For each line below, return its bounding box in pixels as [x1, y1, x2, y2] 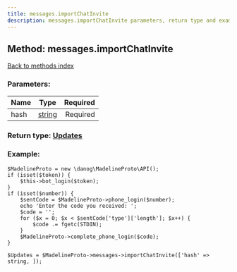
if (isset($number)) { [7, 190, 74, 197]
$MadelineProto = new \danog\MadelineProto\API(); [7, 165, 159, 173]
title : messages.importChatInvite [7, 10, 109, 18]
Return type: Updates [7, 130, 83, 140]
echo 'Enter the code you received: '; [20, 202, 138, 209]
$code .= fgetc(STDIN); [32, 221, 102, 228]
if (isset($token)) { [7, 171, 71, 178]
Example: [7, 149, 40, 159]
